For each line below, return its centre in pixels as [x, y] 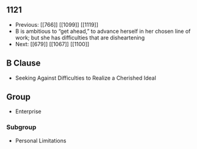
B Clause [23, 63]
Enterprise [28, 111]
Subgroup [21, 127]
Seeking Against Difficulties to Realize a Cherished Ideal [86, 78]
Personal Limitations [41, 140]
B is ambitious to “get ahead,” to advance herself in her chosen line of [103, 31]
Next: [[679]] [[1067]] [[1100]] [52, 44]
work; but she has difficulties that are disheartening [80, 37]
